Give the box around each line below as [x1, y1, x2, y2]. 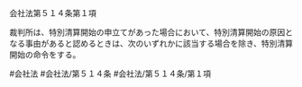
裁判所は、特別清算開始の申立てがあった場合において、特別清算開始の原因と [9, 27, 293, 38]
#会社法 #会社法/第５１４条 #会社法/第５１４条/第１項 [9, 68, 212, 79]
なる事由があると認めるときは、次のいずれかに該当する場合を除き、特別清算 [9, 39, 294, 48]
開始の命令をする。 [9, 49, 81, 60]
